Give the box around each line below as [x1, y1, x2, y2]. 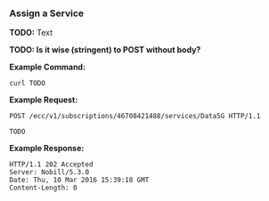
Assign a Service [9, 7, 85, 20]
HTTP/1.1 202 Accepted [9, 160, 94, 169]
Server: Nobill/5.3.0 [9, 168, 90, 177]
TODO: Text [9, 28, 53, 38]
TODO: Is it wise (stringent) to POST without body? [9, 44, 201, 55]
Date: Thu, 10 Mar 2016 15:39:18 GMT [9, 176, 150, 185]
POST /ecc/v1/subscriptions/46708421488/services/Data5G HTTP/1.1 [9, 112, 261, 121]
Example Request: [9, 94, 78, 105]
